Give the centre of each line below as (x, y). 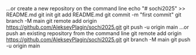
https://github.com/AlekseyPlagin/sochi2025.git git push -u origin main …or (98, 27)
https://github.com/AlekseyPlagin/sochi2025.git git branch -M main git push (98, 39)
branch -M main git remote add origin (52, 21)
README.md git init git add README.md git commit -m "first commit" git (94, 15)
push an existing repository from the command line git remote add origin (94, 33)
